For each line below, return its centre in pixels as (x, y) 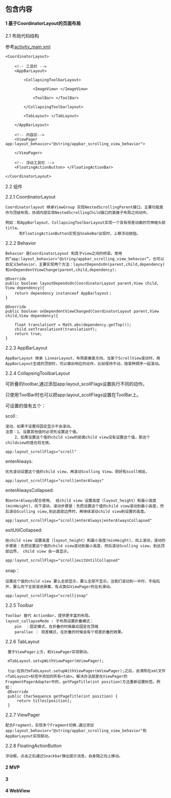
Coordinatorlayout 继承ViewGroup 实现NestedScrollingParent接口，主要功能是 (84, 207)
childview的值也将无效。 (29, 443)
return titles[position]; (44, 701)
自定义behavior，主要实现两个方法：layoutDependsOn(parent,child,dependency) (85, 264)
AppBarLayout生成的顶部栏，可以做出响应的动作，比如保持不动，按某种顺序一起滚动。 (84, 364)
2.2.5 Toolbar (19, 605)
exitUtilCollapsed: (24, 530)
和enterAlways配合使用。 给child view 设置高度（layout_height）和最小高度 (81, 500)
